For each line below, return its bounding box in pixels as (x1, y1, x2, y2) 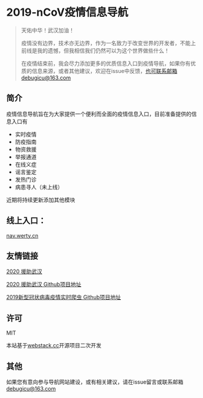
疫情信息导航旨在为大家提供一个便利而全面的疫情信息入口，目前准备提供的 (6, 110, 192, 118)
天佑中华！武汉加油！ (21, 27, 74, 34)
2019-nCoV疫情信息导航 (6, 5, 129, 19)
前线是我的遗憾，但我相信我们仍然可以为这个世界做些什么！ (21, 46, 170, 54)
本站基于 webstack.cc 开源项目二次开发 (6, 342, 101, 349)
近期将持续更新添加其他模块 (6, 196, 76, 203)
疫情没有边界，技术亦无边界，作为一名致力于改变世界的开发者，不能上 (21, 39, 196, 46)
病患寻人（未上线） (14, 183, 63, 191)
